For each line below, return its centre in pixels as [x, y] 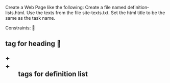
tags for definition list [53, 74]
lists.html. [15, 13]
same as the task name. [30, 18]
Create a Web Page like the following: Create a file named [66, 7]
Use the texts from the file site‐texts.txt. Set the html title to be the [96, 13]
